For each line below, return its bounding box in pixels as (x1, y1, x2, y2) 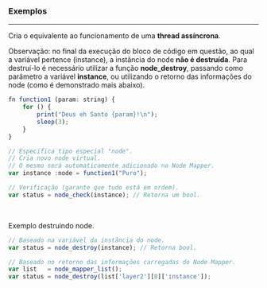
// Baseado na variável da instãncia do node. (8, 236, 165, 244)
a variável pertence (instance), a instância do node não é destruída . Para (8, 55, 248, 64)
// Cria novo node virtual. (8, 154, 102, 162)
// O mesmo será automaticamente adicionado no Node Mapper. (8, 162, 215, 170)
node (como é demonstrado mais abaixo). (8, 80, 145, 90)
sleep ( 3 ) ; (37, 118, 69, 126)
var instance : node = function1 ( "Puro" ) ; (8, 169, 148, 177)
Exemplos (8, 6, 48, 17)
